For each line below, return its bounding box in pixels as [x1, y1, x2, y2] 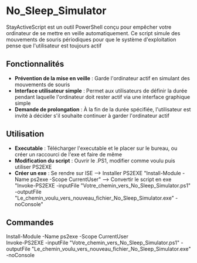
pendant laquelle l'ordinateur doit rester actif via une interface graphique [14, 93, 191, 100]
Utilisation [6, 129, 45, 139]
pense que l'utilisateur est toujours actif [6, 42, 102, 49]
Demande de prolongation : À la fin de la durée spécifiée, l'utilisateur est [14, 105, 191, 112]
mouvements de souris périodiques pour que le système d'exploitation [6, 36, 176, 43]
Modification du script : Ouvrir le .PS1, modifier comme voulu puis [14, 157, 175, 164]
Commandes [6, 217, 54, 227]
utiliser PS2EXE [14, 163, 52, 170]
